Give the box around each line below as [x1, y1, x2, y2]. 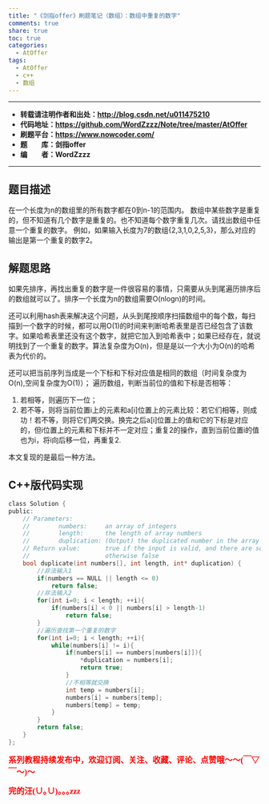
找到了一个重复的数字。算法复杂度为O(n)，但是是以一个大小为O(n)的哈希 [14, 341, 255, 351]
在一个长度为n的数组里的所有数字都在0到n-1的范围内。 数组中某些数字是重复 [8, 205, 261, 215]
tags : [8, 57, 26, 65]
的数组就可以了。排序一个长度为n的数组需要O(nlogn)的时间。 [8, 294, 211, 304]
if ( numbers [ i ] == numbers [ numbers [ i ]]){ [65, 648, 203, 657]
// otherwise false [22, 552, 159, 560]
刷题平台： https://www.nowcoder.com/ [19, 129, 155, 139]
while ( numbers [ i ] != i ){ [50, 641, 134, 649]
